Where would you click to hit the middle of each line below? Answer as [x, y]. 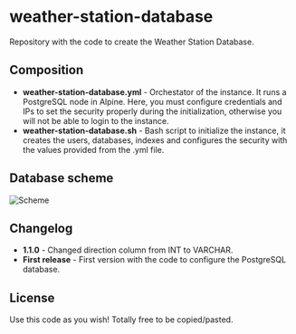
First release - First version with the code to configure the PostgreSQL [154, 260]
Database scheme [62, 178]
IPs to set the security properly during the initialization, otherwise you [152, 111]
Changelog [41, 228]
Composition [47, 70]
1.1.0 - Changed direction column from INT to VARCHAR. [128, 250]
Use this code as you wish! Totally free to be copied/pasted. [121, 320]
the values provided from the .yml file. [93, 149]
